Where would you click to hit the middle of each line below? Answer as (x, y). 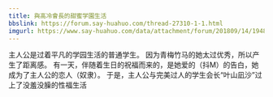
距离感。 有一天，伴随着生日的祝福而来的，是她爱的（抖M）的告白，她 (141, 65)
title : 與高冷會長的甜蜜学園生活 (58, 16)
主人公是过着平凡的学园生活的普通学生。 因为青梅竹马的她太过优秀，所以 (130, 55)
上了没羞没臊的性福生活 (48, 85)
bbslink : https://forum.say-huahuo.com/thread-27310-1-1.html (116, 23)
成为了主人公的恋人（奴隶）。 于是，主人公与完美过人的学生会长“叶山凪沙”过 (135, 75)
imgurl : (22, 31)
